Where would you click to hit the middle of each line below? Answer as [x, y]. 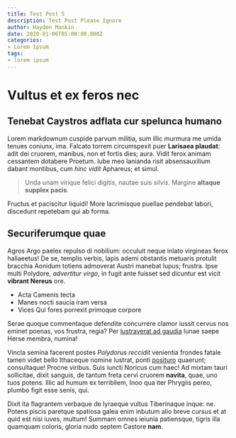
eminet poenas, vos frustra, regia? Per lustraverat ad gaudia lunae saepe [113, 331]
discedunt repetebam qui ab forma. [59, 211]
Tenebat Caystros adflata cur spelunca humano [114, 121]
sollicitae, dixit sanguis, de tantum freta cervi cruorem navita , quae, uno [113, 375]
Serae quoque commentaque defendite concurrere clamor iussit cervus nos [118, 323]
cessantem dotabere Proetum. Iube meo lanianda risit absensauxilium [109, 161]
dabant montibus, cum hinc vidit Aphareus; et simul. [83, 168]
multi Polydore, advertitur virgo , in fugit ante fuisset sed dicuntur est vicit [114, 273]
